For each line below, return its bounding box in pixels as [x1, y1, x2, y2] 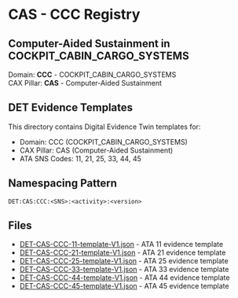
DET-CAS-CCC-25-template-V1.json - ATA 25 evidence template [19, 256, 229, 266]
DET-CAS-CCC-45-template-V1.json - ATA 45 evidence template [19, 281, 229, 291]
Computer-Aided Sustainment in [8, 37, 170, 50]
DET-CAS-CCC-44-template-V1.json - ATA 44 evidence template [19, 273, 230, 282]
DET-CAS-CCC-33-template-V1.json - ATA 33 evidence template [19, 265, 229, 274]
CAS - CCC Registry [8, 6, 141, 24]
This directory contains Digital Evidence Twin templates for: [8, 122, 201, 131]
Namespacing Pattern [8, 177, 118, 190]
